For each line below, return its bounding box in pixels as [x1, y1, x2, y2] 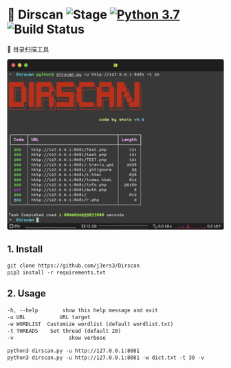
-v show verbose [7, 334, 107, 341]
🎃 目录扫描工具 [7, 45, 49, 53]
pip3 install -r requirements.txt [7, 269, 107, 276]
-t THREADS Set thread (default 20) [7, 327, 122, 334]
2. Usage [7, 288, 46, 299]
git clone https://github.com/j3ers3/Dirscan [7, 262, 140, 269]
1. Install [7, 243, 43, 255]
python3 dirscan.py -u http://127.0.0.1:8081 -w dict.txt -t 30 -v [7, 354, 205, 361]
